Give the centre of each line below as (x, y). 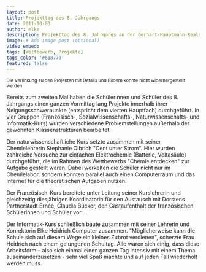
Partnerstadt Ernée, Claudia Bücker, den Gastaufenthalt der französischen (100, 206)
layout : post (23, 12)
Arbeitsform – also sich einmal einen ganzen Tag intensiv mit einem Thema (101, 250)
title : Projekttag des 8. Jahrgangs (53, 18)
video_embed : (23, 47)
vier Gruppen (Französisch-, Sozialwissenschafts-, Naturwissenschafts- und (103, 117)
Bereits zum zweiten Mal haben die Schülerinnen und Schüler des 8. (93, 97)
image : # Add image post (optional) (53, 41)
